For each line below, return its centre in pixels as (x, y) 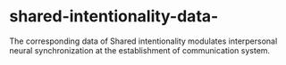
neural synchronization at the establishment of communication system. (140, 50)
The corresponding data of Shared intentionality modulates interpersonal (143, 41)
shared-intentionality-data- (114, 16)
